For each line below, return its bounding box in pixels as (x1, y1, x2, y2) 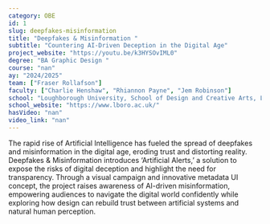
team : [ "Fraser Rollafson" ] (8, 79, 103, 87)
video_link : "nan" (8, 116, 70, 124)
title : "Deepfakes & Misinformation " (8, 34, 138, 43)
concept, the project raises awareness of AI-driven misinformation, (8, 181, 231, 190)
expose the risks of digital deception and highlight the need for (8, 164, 217, 173)
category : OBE (8, 11, 56, 20)
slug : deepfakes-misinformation (8, 26, 117, 35)
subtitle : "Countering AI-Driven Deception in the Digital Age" (8, 42, 228, 50)
